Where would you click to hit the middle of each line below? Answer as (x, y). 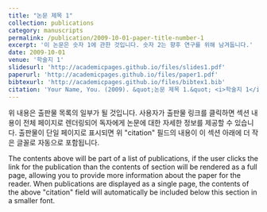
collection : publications (51, 23)
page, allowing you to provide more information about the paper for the (124, 175)
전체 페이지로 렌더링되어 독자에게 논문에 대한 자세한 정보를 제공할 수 (128, 123)
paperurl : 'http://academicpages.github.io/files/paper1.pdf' (113, 75)
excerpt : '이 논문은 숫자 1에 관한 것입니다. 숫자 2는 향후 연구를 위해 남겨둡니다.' (131, 45)
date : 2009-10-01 (37, 52)
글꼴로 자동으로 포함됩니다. (58, 143)
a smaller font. (32, 201)
